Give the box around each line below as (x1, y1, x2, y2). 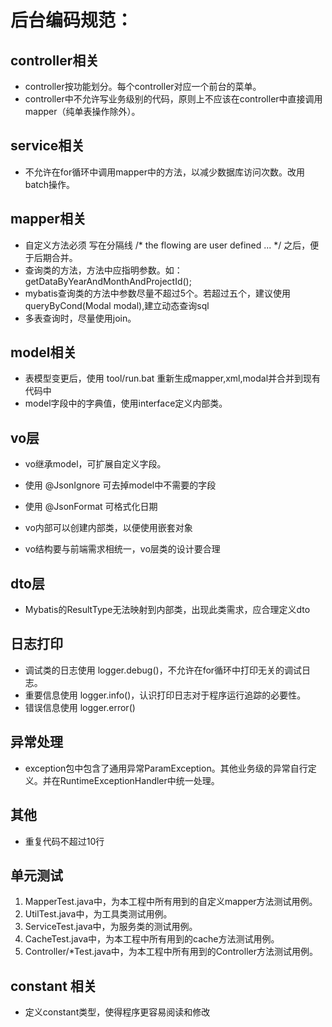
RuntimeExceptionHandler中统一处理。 (59, 774, 220, 786)
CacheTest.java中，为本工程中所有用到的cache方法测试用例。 (24, 933, 280, 945)
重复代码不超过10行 (24, 835, 105, 847)
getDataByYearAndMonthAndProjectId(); (24, 275, 192, 287)
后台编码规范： (10, 9, 134, 32)
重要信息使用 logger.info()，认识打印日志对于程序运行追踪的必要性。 (24, 689, 307, 701)
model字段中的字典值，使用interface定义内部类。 (24, 397, 228, 410)
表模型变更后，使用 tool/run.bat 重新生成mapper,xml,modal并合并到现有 (24, 372, 322, 385)
